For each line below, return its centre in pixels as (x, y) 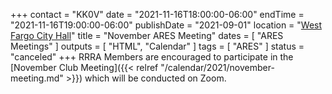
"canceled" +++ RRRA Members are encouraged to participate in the (152, 57)
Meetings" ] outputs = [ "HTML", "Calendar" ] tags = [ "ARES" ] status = (157, 46)
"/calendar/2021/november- (217, 67)
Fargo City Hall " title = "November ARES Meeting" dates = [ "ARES (147, 35)
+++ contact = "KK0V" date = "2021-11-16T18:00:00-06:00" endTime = (157, 14)
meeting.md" (37, 78)
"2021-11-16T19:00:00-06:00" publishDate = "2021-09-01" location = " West (166, 25)
